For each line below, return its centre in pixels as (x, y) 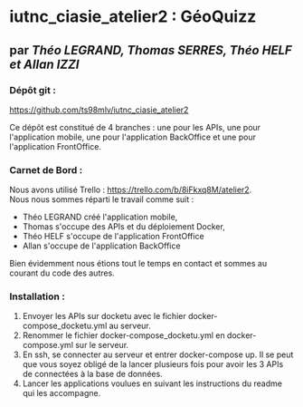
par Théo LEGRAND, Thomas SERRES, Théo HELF (151, 50)
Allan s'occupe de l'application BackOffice (101, 246)
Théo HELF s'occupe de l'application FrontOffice (114, 237)
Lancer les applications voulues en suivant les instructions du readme (152, 383)
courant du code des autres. (62, 273)
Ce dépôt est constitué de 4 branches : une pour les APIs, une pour (135, 127)
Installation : (37, 296)
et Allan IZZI (44, 64)
